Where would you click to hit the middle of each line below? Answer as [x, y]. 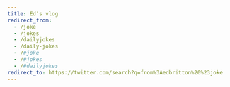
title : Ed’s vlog [33, 14]
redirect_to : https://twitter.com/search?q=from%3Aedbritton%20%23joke [115, 72]
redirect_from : [30, 20]
